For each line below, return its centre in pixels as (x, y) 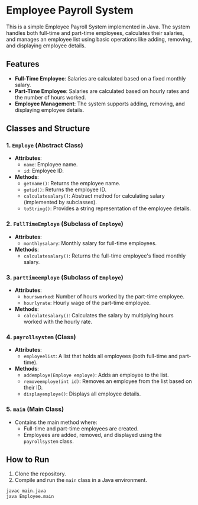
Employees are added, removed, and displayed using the (92, 435)
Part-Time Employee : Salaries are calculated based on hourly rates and (102, 91)
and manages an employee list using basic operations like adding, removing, (99, 39)
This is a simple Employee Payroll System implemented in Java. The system (98, 27)
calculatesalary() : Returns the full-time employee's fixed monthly (105, 256)
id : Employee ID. (43, 171)
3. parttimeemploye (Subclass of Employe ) (65, 277)
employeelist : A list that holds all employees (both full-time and (100, 356)
